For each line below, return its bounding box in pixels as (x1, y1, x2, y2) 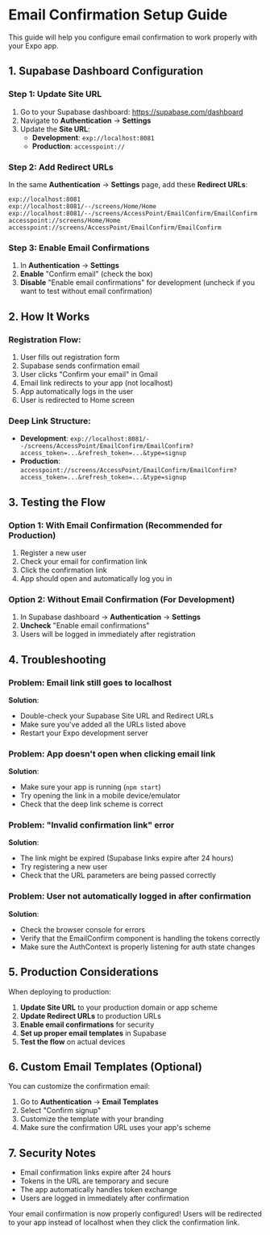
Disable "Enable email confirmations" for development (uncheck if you (19, 278, 255, 287)
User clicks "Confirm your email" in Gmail (19, 369, 159, 379)
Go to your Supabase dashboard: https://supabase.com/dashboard (19, 107, 243, 116)
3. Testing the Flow (8, 495, 106, 509)
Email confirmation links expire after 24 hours (19, 1168, 172, 1178)
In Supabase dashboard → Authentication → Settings (19, 612, 201, 622)
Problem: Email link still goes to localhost (8, 676, 172, 688)
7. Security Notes (8, 1146, 97, 1160)
